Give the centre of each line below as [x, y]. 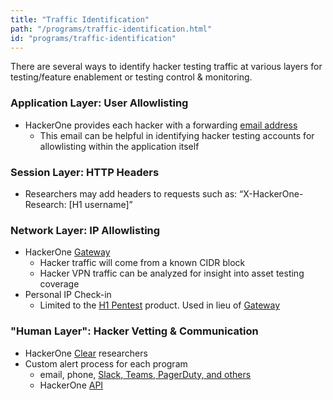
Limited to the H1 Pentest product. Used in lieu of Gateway [160, 305]
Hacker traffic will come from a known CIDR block [142, 263]
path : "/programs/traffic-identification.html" [111, 29]
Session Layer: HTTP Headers [85, 172]
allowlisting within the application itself [119, 146]
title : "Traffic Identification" [80, 19]
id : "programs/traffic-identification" [93, 38]
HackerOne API [71, 385]
